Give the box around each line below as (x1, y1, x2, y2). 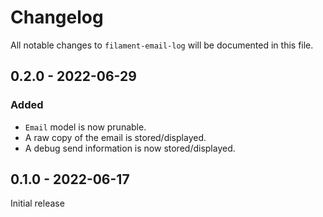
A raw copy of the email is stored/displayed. (24, 131, 207, 143)
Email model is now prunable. (24, 121, 147, 133)
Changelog (10, 6, 104, 29)
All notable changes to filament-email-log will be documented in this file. (10, 39, 314, 51)
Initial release (10, 197, 65, 210)
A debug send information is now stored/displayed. (24, 142, 236, 154)
